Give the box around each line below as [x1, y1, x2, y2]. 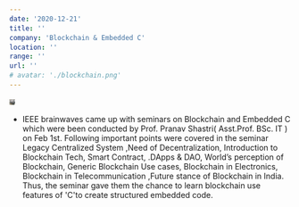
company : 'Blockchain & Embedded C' [9, 33, 145, 42]
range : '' [9, 52, 46, 62]
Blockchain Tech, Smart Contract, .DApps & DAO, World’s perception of [21, 152, 284, 162]
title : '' [9, 23, 46, 33]
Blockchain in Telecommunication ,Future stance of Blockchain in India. [21, 170, 284, 181]
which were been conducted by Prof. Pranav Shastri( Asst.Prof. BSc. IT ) [21, 123, 288, 134]
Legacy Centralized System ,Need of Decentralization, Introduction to [21, 142, 278, 153]
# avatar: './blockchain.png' [9, 71, 122, 80]
